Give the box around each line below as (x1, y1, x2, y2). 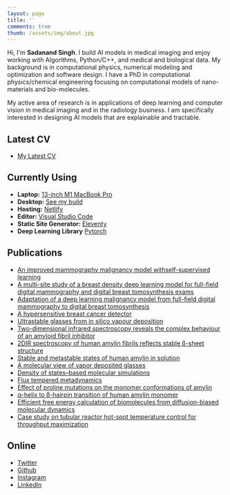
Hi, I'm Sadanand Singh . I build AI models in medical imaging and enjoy (7, 48, 211, 57)
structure (17, 346, 44, 354)
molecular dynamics (17, 405, 75, 413)
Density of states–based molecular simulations (17, 368, 151, 377)
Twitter (17, 458, 38, 467)
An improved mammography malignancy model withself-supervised (17, 265, 211, 273)
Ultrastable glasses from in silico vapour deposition (17, 316, 164, 325)
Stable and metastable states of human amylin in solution (17, 354, 180, 362)
